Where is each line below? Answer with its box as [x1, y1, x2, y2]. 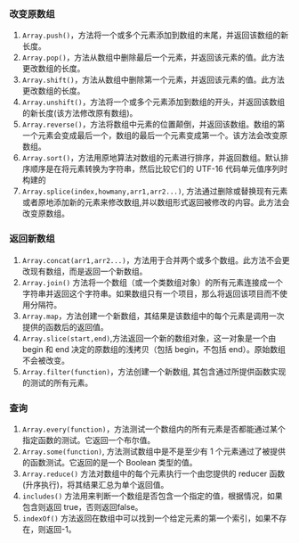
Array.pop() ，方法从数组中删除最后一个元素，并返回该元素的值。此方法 [21, 52, 285, 63]
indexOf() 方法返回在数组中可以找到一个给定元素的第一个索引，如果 [21, 513, 271, 523]
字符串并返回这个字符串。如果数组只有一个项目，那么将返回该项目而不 [21, 288, 280, 299]
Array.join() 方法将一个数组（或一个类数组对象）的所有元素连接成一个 [21, 276, 283, 287]
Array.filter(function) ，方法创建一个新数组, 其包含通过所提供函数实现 [21, 366, 287, 376]
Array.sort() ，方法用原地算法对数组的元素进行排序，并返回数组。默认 [21, 152, 281, 163]
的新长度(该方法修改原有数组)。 [21, 108, 138, 119]
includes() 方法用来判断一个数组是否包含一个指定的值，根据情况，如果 [21, 490, 283, 501]
